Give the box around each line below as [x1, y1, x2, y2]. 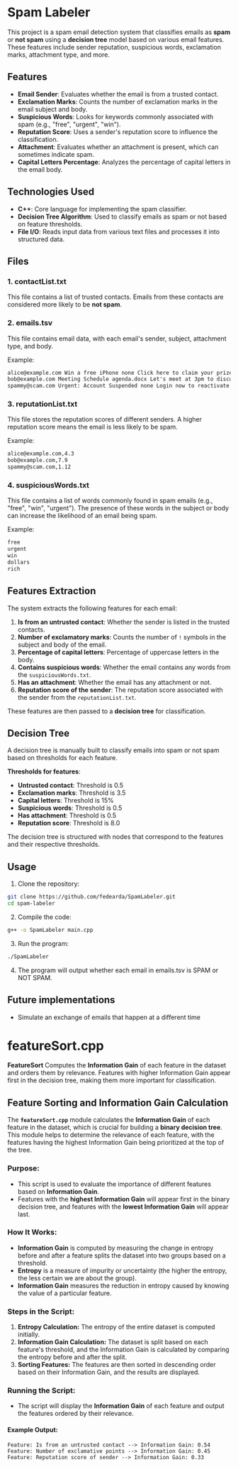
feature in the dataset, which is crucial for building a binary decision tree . [7, 1123, 223, 1132]
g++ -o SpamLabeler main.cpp [7, 926, 93, 933]
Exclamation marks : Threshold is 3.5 [17, 789, 126, 797]
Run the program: [17, 939, 69, 947]
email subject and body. [17, 104, 88, 114]
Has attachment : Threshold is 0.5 [17, 811, 117, 820]
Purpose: [7, 1163, 40, 1173]
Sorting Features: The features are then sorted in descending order [17, 1361, 216, 1369]
